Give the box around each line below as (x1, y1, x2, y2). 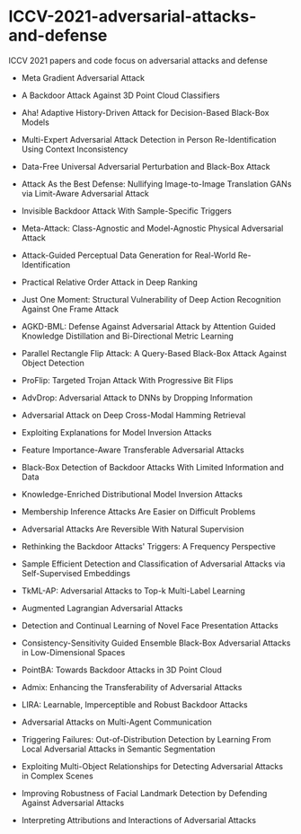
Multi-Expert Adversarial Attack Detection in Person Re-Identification (21, 134, 277, 145)
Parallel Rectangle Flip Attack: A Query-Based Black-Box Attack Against (21, 347, 288, 358)
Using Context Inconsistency (21, 144, 128, 154)
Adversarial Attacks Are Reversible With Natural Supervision (21, 523, 244, 534)
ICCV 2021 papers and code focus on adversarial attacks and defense (8, 55, 269, 66)
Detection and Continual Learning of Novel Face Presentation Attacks (21, 619, 279, 630)
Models (21, 117, 50, 127)
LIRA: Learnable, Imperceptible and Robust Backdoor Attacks (21, 698, 248, 710)
